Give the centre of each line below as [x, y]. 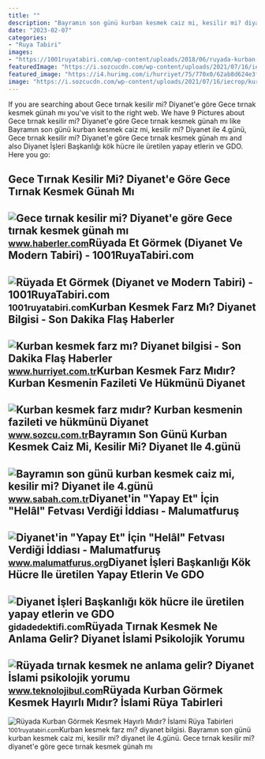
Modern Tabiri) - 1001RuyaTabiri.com [101, 256]
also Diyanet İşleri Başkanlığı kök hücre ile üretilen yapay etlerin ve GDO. [126, 146]
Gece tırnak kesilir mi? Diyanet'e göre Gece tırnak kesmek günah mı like [125, 121]
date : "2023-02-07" [40, 30]
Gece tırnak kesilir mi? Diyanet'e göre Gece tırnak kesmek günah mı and [125, 137]
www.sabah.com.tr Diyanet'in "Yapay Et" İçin [114, 498]
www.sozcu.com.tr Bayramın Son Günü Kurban [118, 435]
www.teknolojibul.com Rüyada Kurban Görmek [116, 691]
